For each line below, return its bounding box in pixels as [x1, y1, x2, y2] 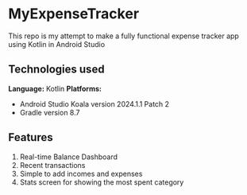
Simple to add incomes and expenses [19, 169, 143, 178]
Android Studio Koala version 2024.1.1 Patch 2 [19, 99, 169, 108]
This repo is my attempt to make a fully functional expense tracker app [8, 31, 240, 41]
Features [8, 131, 53, 144]
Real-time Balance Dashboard [19, 152, 118, 162]
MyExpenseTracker [8, 5, 140, 23]
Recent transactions [19, 160, 86, 170]
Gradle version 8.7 [19, 107, 80, 117]
